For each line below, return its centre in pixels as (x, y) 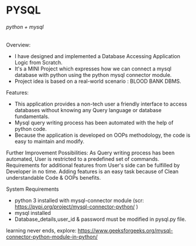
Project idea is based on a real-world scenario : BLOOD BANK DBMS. (98, 81)
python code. (30, 129)
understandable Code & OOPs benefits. (54, 178)
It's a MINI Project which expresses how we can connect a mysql (93, 69)
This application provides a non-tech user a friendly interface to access (101, 104)
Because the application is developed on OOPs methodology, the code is (102, 135)
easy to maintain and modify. (49, 141)
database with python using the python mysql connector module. (93, 75)
